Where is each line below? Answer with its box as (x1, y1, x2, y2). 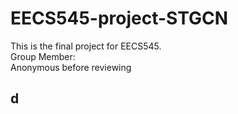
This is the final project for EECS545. (10, 40, 162, 52)
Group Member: (10, 50, 76, 62)
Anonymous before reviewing (10, 61, 132, 73)
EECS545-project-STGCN (10, 7, 229, 30)
